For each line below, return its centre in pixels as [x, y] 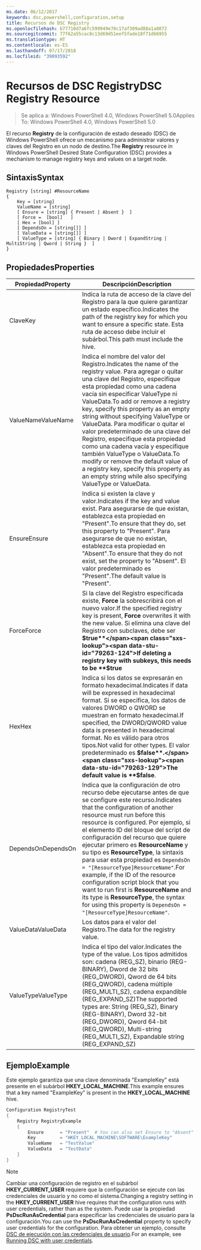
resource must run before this [124, 815]
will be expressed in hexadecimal [128, 693]
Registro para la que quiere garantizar [135, 302]
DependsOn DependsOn [43, 849]
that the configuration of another [127, 808]
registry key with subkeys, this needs [136, 661]
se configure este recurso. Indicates [132, 800]
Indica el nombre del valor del [124, 357]
